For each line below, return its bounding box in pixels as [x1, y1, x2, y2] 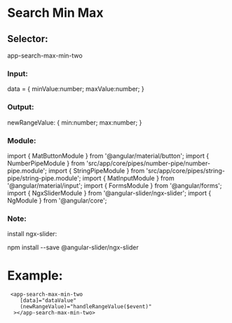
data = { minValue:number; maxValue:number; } [7, 85, 145, 93]
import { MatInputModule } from [82, 174, 175, 182]
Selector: [7, 33, 48, 45]
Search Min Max [7, 5, 104, 21]
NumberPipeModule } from [7, 159, 86, 167]
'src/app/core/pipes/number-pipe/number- [86, 159, 211, 167]
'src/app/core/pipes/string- [146, 166, 226, 174]
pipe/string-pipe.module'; [7, 174, 81, 182]
